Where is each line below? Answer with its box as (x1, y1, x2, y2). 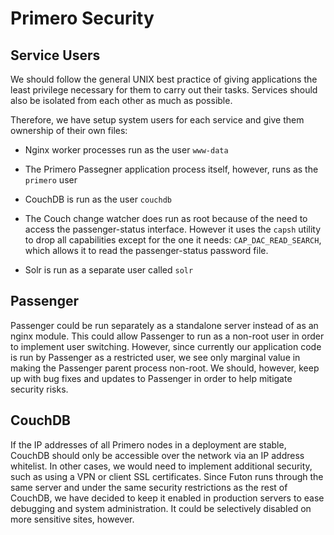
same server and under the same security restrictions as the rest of (10, 481, 288, 493)
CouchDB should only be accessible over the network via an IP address (10, 449, 305, 461)
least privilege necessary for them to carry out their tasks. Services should (10, 84, 318, 96)
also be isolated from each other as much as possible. (10, 95, 233, 106)
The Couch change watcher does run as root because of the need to (24, 213, 308, 224)
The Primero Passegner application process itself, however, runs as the (24, 163, 319, 175)
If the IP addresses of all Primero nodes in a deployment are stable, (10, 438, 287, 451)
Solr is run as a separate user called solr (24, 264, 194, 276)
